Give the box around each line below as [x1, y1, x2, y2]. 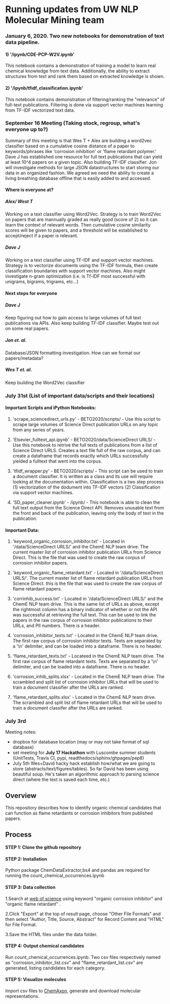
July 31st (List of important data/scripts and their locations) [5, 392, 155, 399]
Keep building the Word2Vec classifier [5, 379, 85, 386]
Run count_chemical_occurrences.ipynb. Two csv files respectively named [5, 954, 161, 960]
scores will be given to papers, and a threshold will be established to [5, 227, 148, 234]
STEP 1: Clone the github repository [5, 844, 82, 850]
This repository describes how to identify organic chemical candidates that [5, 805, 161, 811]
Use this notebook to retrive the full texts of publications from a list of [12, 442, 158, 448]
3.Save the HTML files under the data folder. [5, 931, 98, 937]
